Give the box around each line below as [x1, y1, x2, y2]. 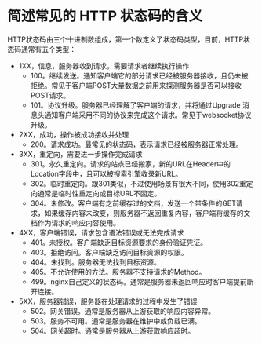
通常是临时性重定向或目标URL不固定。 [37, 188, 162, 198]
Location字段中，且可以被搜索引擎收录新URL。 [30, 169, 182, 178]
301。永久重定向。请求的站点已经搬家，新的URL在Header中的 [30, 159, 231, 169]
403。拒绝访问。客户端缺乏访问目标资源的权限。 [30, 247, 189, 257]
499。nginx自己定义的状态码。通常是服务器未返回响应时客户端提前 [30, 276, 248, 286]
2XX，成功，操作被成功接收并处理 [18, 130, 129, 139]
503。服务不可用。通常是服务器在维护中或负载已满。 [30, 316, 202, 326]
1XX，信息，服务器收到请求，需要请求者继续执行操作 [18, 60, 190, 71]
